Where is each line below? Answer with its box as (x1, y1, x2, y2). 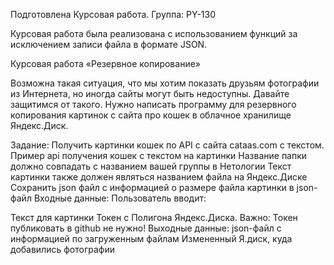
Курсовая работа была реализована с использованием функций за (10, 28, 298, 39)
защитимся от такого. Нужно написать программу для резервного (10, 99, 297, 110)
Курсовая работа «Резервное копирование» (10, 58, 201, 69)
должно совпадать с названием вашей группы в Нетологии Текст (10, 160, 292, 172)
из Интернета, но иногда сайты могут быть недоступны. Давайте (10, 88, 290, 99)
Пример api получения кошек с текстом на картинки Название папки (10, 150, 308, 161)
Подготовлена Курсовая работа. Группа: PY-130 (10, 9, 216, 20)
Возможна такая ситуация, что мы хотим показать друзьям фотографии (10, 77, 320, 89)
